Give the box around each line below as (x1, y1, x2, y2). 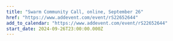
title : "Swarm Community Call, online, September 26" (6, 8, 144, 15)
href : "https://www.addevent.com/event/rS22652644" (6, 14, 138, 20)
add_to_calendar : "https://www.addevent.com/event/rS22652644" (6, 20, 168, 26)
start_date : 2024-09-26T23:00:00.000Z (6, 25, 103, 32)
